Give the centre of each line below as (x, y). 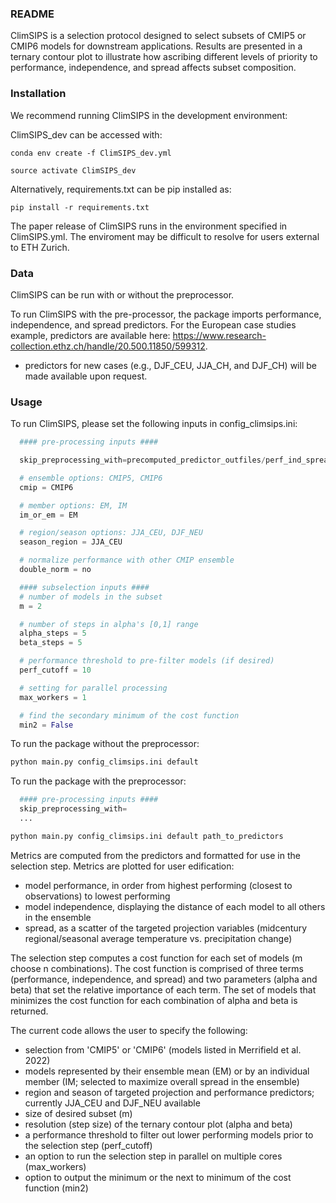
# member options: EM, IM (73, 505)
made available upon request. (86, 376)
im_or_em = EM (48, 515)
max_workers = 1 (53, 697)
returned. (29, 1011)
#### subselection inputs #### (84, 587)
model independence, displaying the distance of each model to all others (175, 906)
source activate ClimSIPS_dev (73, 170)
